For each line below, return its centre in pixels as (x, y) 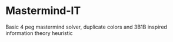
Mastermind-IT (43, 11)
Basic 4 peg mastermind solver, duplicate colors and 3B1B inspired (86, 27)
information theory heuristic (39, 33)
